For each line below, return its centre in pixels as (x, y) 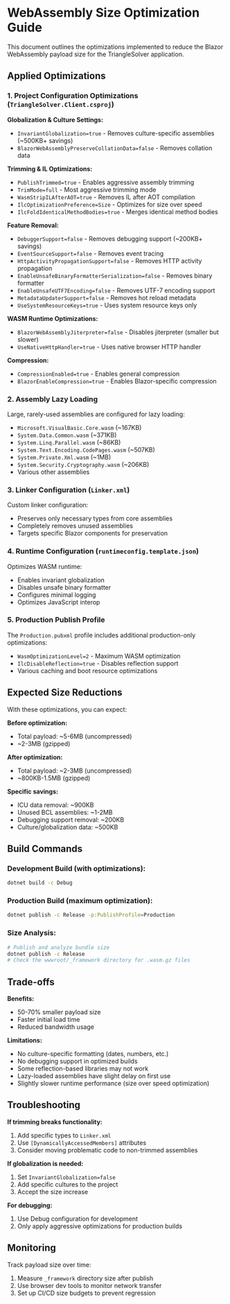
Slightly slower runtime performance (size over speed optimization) (113, 1083)
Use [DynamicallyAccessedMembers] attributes (82, 1142)
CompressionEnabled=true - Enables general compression (98, 374)
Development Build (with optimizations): (77, 868)
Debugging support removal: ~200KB (71, 819)
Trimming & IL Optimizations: (50, 169)
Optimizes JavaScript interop (59, 602)
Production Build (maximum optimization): (80, 901)
